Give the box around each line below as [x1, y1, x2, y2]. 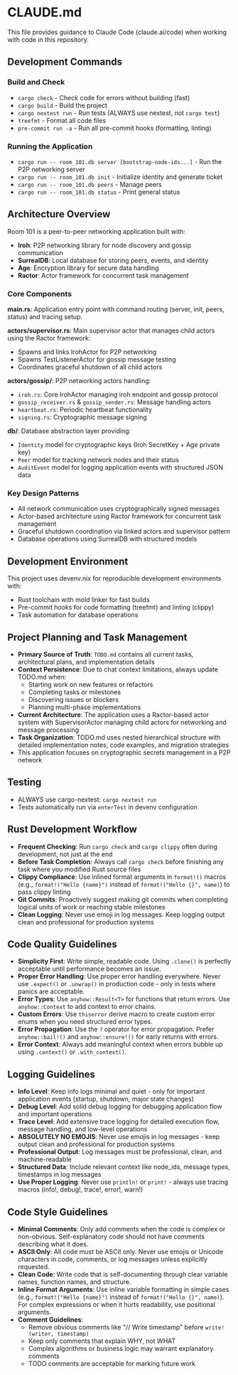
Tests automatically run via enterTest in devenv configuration [17, 802, 198, 811]
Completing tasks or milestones [28, 687, 121, 696]
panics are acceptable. [17, 987, 85, 996]
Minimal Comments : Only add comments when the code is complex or [17, 1225, 226, 1234]
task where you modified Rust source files [17, 865, 141, 873]
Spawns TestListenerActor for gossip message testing [17, 355, 176, 364]
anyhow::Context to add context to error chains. [17, 1003, 156, 1011]
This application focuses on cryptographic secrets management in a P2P [17, 748, 231, 757]
